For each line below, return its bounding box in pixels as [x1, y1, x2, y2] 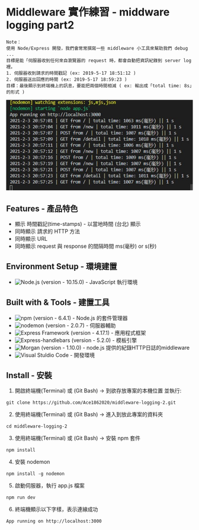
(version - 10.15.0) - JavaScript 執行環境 [41, 278, 138, 285]
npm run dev [6, 494, 36, 501]
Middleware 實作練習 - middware [6, 5, 170, 19]
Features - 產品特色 [6, 203, 78, 213]
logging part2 [6, 18, 75, 32]
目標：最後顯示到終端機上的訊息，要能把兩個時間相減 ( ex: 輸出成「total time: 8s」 [6, 82, 192, 89]
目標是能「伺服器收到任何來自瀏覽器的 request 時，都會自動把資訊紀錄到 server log [6, 58, 191, 63]
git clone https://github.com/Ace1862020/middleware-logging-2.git [6, 400, 176, 406]
